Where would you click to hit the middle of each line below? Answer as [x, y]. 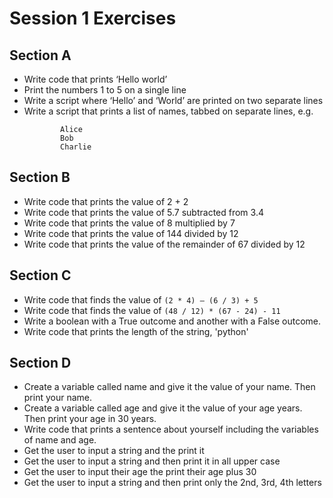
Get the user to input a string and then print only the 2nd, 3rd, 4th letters [172, 483]
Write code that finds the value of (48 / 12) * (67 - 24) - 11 [152, 310]
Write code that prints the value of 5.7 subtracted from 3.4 [143, 212]
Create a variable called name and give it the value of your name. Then [169, 387]
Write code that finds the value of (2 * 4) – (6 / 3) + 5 [141, 299]
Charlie [76, 147]
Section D [40, 363]
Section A [40, 55]
